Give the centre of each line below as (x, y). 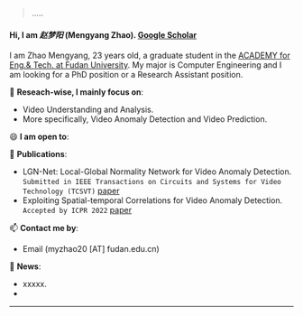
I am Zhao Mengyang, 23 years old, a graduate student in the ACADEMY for (150, 56)
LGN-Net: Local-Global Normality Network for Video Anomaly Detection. (157, 172)
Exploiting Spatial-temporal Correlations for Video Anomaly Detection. (152, 200)
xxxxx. (35, 284)
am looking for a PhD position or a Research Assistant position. (126, 75)
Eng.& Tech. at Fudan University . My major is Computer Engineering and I (146, 65)
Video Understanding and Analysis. (88, 110)
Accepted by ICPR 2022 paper (77, 210)
